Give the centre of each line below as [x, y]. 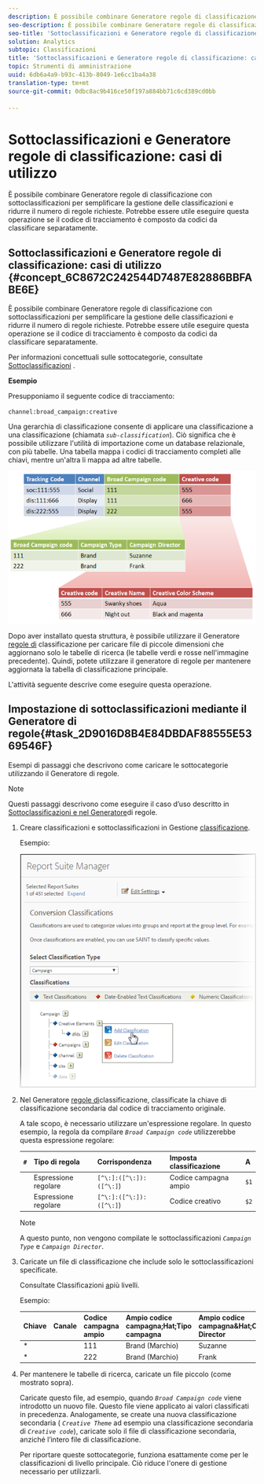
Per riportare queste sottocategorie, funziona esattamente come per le [134, 1455]
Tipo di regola [57, 1162]
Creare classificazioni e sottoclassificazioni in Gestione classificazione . [135, 827]
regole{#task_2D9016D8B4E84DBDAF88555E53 [130, 734]
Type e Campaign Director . [62, 1246]
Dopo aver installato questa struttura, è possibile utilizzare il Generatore [124, 635]
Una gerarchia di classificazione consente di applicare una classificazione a [131, 427]
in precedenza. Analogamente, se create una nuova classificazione [128, 1415]
